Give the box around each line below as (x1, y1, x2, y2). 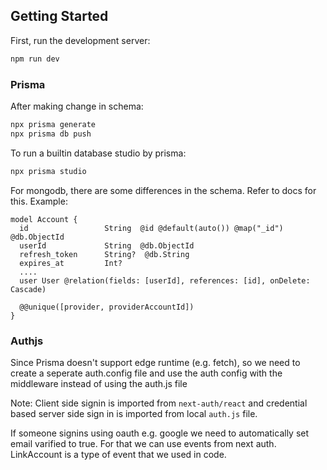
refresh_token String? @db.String (19, 249, 190, 259)
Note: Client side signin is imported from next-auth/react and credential (10, 397, 308, 409)
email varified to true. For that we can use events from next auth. (10, 437, 277, 449)
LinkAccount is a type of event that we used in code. (10, 448, 227, 460)
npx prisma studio (10, 166, 87, 176)
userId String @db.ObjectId (19, 240, 195, 251)
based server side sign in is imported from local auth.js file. (10, 407, 258, 419)
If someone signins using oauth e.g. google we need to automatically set (10, 427, 310, 439)
